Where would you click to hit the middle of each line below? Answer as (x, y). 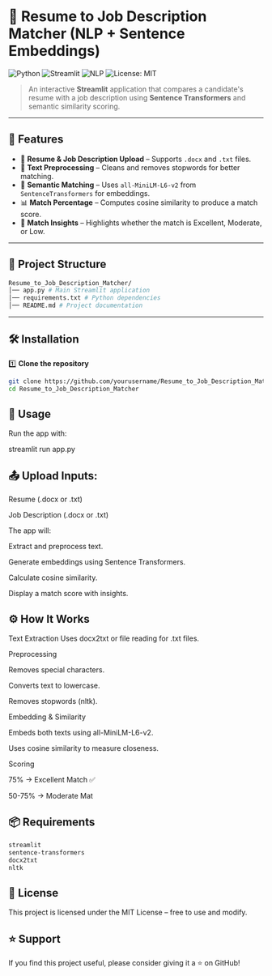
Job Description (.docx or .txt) (59, 515)
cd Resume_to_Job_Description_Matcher (74, 389)
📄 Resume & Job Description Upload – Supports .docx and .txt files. (136, 159)
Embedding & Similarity (47, 717)
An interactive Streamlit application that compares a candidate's (136, 89)
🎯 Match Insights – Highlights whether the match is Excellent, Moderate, (141, 223)
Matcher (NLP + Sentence (97, 34)
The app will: (30, 531)
